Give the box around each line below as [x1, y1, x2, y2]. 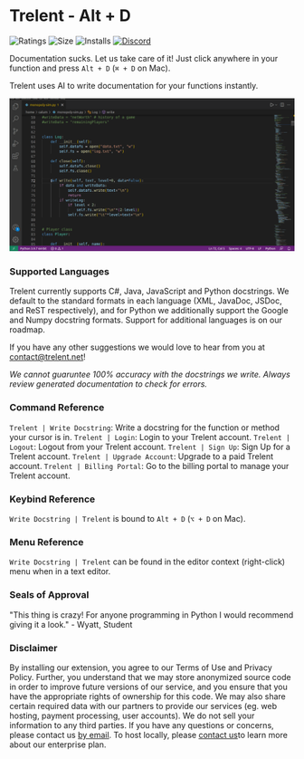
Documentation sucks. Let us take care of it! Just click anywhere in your [9, 53, 279, 63]
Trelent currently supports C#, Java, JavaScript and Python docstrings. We [9, 286, 290, 297]
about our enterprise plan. [9, 739, 107, 750]
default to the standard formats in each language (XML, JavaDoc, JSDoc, [9, 295, 282, 306]
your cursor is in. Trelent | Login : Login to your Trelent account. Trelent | [9, 431, 291, 442]
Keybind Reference [9, 493, 96, 505]
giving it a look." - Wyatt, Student [9, 619, 133, 629]
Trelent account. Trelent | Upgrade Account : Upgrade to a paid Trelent [9, 450, 274, 462]
